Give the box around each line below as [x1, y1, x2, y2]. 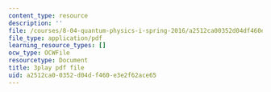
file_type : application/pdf [8, 34, 103, 42]
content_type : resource [8, 11, 89, 20]
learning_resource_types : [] [8, 42, 106, 50]
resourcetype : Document [8, 57, 89, 65]
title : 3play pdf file [8, 64, 85, 72]
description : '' [8, 19, 63, 27]
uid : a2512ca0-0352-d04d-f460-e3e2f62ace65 [8, 71, 157, 79]
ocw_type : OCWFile [8, 49, 70, 57]
